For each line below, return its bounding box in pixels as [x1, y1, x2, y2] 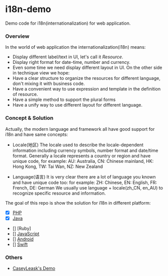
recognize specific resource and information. [12, 190, 106, 196]
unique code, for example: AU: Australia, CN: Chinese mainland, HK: [12, 158, 154, 164]
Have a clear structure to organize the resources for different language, [12, 75, 161, 81]
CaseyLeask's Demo [12, 265, 55, 271]
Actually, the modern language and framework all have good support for [5, 126, 155, 132]
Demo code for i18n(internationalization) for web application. [5, 20, 131, 26]
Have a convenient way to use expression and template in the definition [12, 86, 161, 92]
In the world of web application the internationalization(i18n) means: [5, 44, 146, 50]
